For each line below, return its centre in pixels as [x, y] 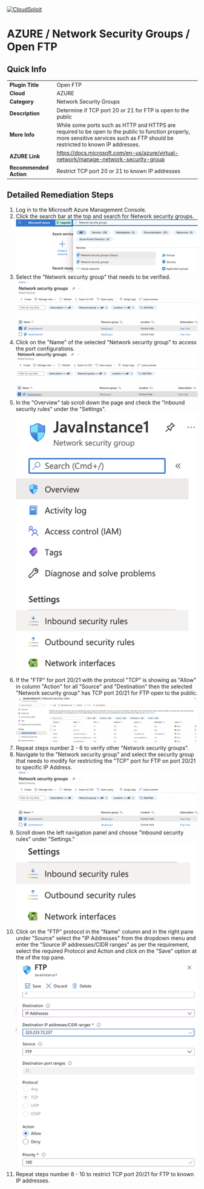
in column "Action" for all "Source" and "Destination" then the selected [104, 687]
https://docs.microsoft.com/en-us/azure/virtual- [117, 153]
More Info [22, 135]
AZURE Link [25, 156]
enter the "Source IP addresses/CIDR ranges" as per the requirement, [102, 944]
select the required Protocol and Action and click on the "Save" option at [106, 951]
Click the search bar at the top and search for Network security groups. [105, 216]
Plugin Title [24, 84]
